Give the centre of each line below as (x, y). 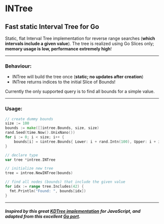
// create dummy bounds (29, 119)
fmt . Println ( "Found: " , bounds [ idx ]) (48, 191)
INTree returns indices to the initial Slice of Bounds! (64, 82)
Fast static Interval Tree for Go (52, 27)
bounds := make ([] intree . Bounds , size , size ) (52, 128)
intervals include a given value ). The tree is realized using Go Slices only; (80, 44)
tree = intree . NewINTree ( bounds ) (39, 173)
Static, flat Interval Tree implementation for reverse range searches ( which (80, 38)
